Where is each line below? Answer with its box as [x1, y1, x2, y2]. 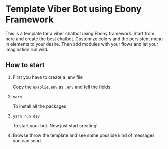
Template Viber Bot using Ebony [5, 3, 142, 15]
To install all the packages [12, 103, 67, 109]
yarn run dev [12, 114, 40, 119]
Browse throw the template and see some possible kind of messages [12, 132, 155, 138]
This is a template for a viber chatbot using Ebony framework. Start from [5, 30, 155, 36]
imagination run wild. [5, 46, 49, 52]
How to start [5, 61, 45, 69]
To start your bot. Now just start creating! [12, 122, 98, 128]
